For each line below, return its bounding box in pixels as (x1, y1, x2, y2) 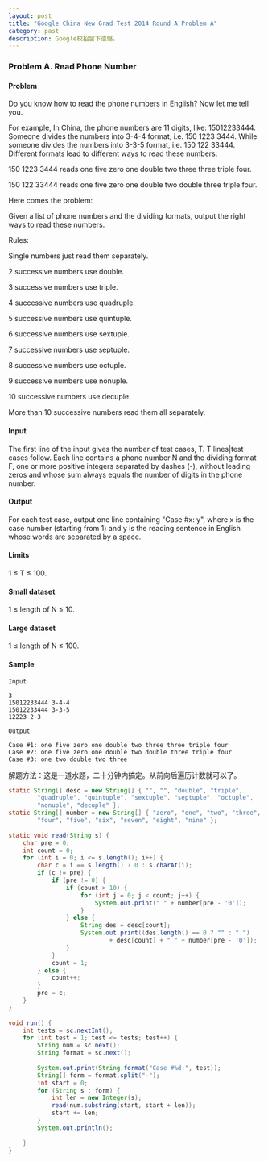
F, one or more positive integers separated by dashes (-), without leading (8, 461, 251, 470)
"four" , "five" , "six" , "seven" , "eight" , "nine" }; (37, 817, 218, 825)
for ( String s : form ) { (37, 1086, 121, 1094)
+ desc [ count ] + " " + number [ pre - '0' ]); (109, 937, 258, 945)
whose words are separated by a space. (8, 532, 142, 541)
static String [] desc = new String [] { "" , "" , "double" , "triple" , (8, 786, 243, 795)
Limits (8, 550, 30, 560)
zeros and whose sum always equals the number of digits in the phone (8, 470, 243, 479)
